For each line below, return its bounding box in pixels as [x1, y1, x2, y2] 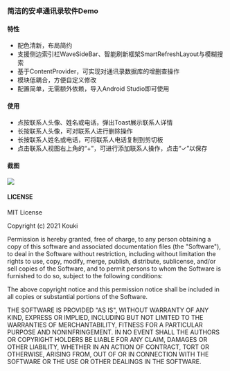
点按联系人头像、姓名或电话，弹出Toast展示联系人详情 [17, 118, 173, 127]
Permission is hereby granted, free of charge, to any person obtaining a [7, 235, 211, 243]
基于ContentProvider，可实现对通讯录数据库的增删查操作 [17, 67, 180, 75]
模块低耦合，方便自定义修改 [17, 76, 97, 84]
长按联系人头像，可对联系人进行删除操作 [17, 127, 133, 136]
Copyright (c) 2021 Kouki [7, 221, 78, 230]
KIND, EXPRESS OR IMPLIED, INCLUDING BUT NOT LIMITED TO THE [7, 313, 204, 321]
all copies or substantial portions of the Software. [7, 292, 148, 300]
